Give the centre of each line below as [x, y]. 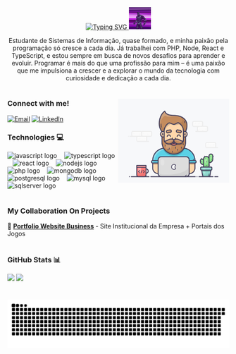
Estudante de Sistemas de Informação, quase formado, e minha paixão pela [118, 41]
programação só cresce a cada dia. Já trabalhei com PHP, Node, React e [118, 48]
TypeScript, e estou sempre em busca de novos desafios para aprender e [118, 55]
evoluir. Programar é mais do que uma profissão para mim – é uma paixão [118, 63]
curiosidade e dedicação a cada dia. [118, 78]
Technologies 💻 [36, 138]
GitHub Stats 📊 [34, 260]
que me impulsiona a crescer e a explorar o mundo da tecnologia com [118, 71]
